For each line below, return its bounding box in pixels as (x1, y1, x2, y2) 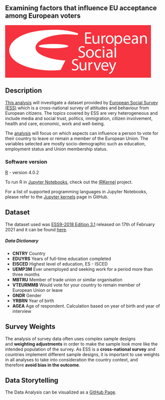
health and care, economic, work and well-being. (5, 121, 105, 127)
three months (12, 271, 40, 277)
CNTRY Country (12, 250, 46, 256)
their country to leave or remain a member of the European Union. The (5, 135, 148, 141)
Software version (5, 158, 47, 165)
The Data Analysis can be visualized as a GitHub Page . (5, 389, 117, 395)
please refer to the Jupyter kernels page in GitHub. (5, 194, 109, 200)
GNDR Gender (12, 292, 42, 298)
